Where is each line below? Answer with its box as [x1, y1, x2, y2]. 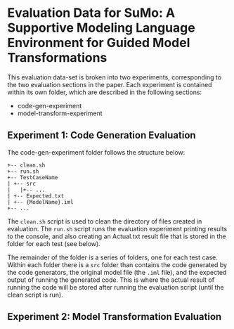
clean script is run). [7, 290, 63, 299]
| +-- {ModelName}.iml [7, 198, 74, 205]
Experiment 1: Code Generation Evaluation [7, 129, 196, 141]
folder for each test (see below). [7, 239, 100, 247]
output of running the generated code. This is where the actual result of [7, 276, 215, 284]
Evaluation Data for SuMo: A [7, 5, 176, 21]
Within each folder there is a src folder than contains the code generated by [7, 260, 227, 269]
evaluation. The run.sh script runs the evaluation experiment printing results [7, 224, 227, 233]
